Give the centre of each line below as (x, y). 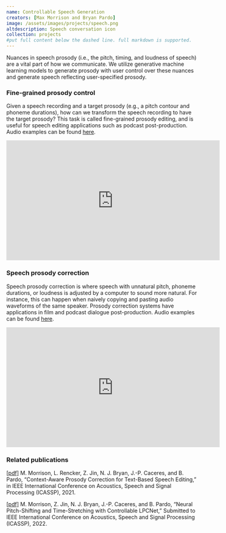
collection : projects (34, 35)
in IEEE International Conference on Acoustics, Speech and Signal (89, 485)
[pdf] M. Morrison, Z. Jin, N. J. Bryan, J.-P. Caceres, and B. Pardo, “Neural (100, 504)
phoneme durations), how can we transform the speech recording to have (99, 113)
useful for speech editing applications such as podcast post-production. (97, 125)
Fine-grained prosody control (51, 93)
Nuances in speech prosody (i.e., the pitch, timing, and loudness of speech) (101, 58)
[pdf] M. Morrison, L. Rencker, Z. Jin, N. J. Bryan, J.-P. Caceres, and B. (95, 473)
